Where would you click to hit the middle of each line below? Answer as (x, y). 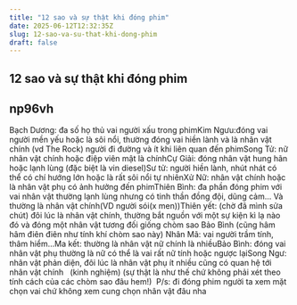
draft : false (33, 42)
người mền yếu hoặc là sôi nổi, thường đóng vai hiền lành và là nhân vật (140, 140)
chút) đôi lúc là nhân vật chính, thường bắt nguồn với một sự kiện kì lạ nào (145, 216)
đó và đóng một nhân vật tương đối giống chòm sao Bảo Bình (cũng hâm (142, 225)
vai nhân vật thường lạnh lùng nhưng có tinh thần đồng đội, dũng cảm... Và (146, 196)
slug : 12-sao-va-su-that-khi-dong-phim (83, 34)
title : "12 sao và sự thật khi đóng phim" (89, 17)
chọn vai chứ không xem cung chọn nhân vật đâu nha (108, 292)
